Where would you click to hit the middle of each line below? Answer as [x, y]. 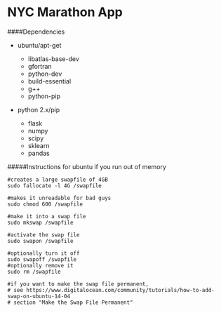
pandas [39, 153]
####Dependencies [36, 32]
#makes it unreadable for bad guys [59, 198]
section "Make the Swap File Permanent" [73, 302]
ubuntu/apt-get [39, 45]
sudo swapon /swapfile [40, 241]
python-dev [45, 74]
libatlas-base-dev [53, 59]
